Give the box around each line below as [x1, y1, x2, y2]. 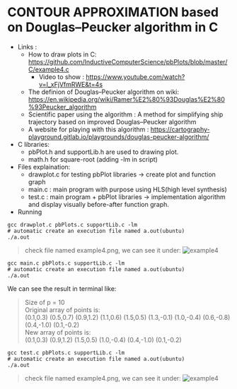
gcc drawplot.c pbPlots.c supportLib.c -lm [7, 221, 138, 228]
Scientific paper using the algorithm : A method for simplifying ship [28, 110, 224, 119]
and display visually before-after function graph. [28, 200, 170, 208]
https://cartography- [150, 125, 210, 133]
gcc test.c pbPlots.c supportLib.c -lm [7, 349, 125, 357]
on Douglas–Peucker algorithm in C [7, 19, 219, 35]
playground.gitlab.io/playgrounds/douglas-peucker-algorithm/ [28, 132, 209, 141]
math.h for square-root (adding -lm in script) [28, 155, 158, 163]
